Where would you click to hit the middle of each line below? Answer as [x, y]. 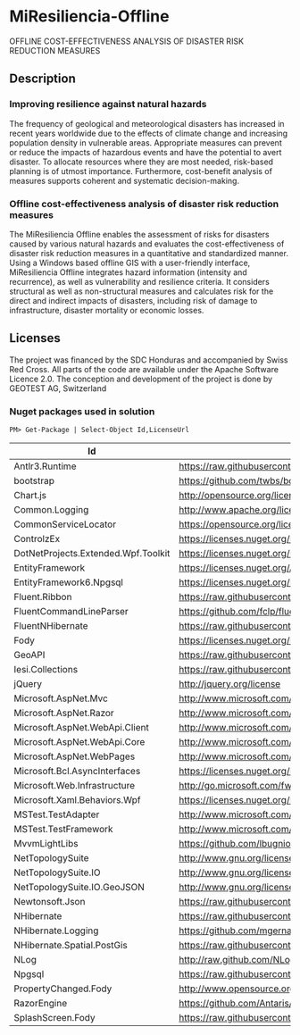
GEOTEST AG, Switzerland [58, 388]
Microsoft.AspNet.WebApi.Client [81, 728]
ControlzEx [37, 539]
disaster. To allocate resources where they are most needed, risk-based [142, 162]
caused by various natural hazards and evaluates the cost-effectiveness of [147, 244]
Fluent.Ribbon [43, 597]
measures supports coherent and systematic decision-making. [124, 180]
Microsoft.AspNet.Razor [64, 714]
